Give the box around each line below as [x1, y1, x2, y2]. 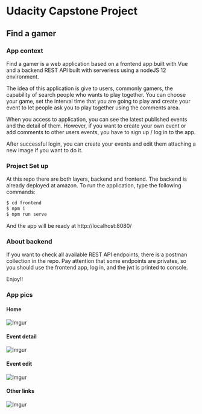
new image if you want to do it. [6, 146, 83, 154]
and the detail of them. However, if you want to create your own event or [6, 122, 186, 129]
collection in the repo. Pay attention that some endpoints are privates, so [6, 257, 187, 265]
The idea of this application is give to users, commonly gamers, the [6, 85, 173, 92]
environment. [6, 73, 39, 80]
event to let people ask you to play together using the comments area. [6, 104, 180, 111]
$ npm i [6, 205, 26, 212]
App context [6, 47, 43, 55]
